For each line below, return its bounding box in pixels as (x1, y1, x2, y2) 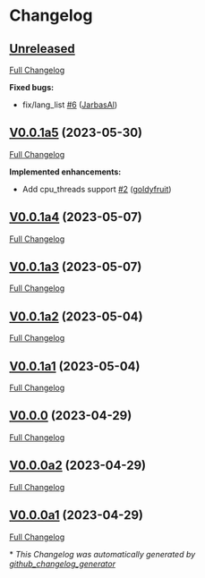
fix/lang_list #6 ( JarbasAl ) (21, 99, 118, 110)
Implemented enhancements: (9, 166, 122, 177)
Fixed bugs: (9, 82, 55, 92)
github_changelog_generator (9, 558, 116, 569)
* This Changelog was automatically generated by (9, 548, 196, 559)
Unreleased (9, 41, 76, 56)
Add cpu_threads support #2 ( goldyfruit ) (21, 183, 172, 194)
